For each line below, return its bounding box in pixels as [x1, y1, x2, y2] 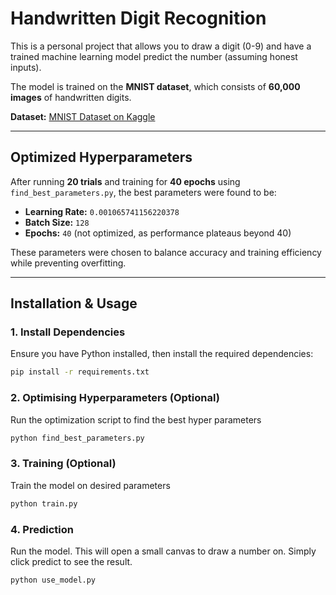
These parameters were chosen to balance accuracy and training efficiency [10, 246, 322, 258]
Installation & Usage [10, 295, 138, 312]
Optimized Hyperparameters [10, 149, 193, 166]
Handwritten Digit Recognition [10, 7, 267, 30]
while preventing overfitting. [10, 257, 127, 269]
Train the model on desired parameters [10, 479, 171, 491]
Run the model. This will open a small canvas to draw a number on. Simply [10, 545, 317, 557]
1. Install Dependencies [10, 325, 126, 339]
